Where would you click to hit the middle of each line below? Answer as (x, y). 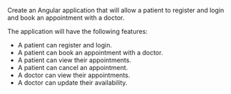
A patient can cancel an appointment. (73, 67)
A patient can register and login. (65, 45)
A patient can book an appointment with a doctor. (90, 53)
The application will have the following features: (78, 31)
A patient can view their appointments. (75, 60)
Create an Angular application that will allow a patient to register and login (116, 10)
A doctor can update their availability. (72, 83)
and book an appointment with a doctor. (66, 18)
